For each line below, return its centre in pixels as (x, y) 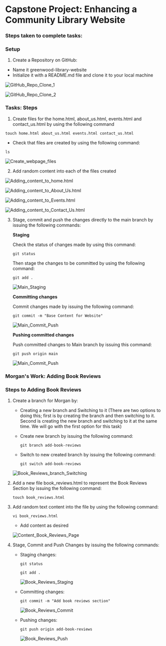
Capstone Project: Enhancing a (71, 9)
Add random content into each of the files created (64, 171)
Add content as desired (44, 525)
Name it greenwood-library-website (50, 70)
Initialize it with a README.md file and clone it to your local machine (83, 75)
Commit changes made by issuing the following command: (73, 306)
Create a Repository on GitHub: (45, 60)
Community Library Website (65, 20)
